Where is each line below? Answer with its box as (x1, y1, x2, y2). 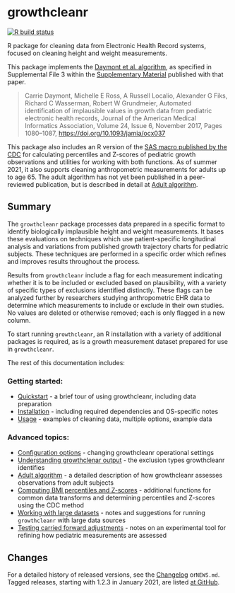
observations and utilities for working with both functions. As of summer (7, 157, 217, 166)
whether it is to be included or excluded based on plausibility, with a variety (7, 278, 227, 287)
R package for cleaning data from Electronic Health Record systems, (7, 41, 207, 50)
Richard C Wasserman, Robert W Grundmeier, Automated (24, 98, 192, 107)
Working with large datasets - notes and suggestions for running (17, 509, 206, 517)
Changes (7, 551, 48, 563)
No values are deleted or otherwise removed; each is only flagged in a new (7, 309, 226, 317)
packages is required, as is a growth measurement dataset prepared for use (7, 337, 228, 345)
